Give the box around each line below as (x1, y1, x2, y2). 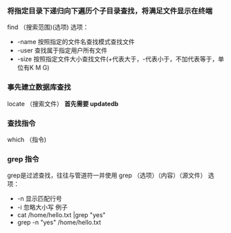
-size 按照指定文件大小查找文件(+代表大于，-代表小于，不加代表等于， (17, 55, 219, 63)
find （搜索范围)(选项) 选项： (7, 23, 89, 32)
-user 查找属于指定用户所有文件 (17, 46, 108, 54)
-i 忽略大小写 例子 (17, 203, 68, 212)
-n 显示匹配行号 (17, 194, 62, 203)
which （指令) (7, 135, 47, 143)
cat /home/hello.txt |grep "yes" (17, 211, 106, 219)
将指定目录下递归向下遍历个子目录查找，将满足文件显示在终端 (7, 6, 213, 15)
